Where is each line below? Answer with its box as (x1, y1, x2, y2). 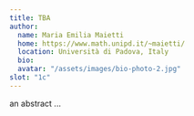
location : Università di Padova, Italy (17, 47, 169, 57)
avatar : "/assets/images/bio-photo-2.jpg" (17, 65, 181, 74)
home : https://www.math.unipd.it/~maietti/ (17, 38, 185, 48)
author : (9, 22, 39, 31)
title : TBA (9, 13, 51, 23)
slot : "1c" (9, 73, 51, 82)
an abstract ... (9, 98, 62, 109)
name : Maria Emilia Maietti (17, 30, 125, 39)
